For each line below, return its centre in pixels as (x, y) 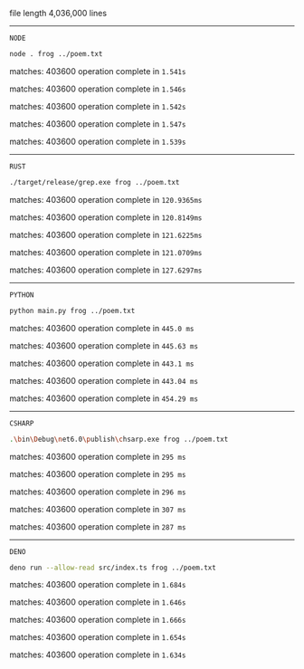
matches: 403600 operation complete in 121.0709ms (106, 252)
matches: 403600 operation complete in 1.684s (98, 585)
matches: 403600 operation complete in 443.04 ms (104, 380)
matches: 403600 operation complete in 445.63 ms (104, 345)
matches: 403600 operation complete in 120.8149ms (106, 217)
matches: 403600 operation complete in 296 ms (98, 492)
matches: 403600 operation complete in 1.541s (98, 71)
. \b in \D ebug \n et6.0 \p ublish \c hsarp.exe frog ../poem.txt (119, 439)
